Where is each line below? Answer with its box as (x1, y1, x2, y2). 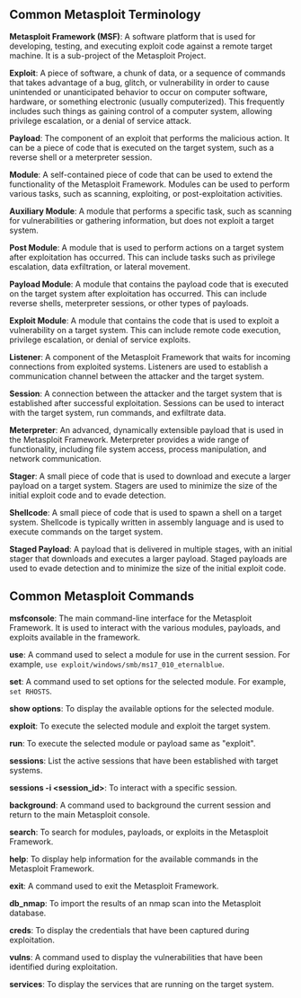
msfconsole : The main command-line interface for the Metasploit (9, 613, 252, 623)
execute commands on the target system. (9, 525, 164, 537)
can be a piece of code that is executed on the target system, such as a (9, 142, 274, 153)
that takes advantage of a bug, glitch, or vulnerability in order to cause (9, 76, 270, 88)
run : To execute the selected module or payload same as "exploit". (9, 737, 256, 748)
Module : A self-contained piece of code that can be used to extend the (9, 169, 273, 180)
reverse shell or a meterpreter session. (9, 152, 153, 163)
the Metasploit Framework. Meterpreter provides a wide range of (9, 434, 250, 445)
